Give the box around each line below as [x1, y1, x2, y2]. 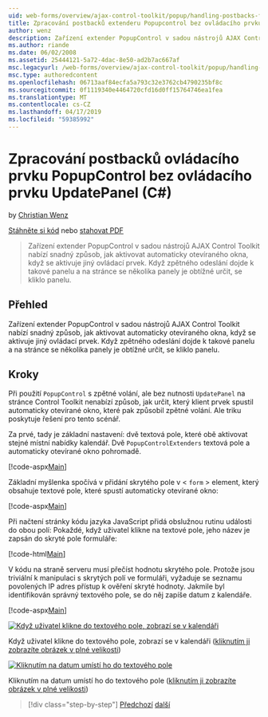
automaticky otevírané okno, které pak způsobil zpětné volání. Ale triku [8, 406, 242, 416]
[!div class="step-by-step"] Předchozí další [27, 699, 171, 710]
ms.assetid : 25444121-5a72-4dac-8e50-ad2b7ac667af [8, 57, 180, 65]
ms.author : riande [8, 41, 69, 49]
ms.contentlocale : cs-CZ [8, 100, 91, 108]
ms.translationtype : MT [8, 93, 88, 101]
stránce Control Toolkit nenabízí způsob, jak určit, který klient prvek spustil [8, 397, 254, 407]
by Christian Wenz [8, 210, 69, 219]
